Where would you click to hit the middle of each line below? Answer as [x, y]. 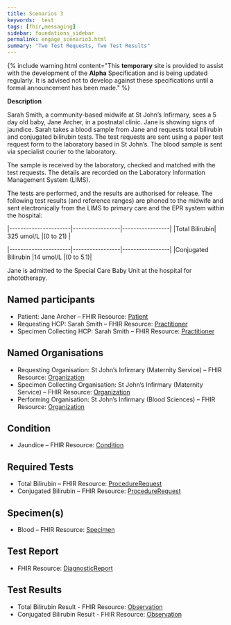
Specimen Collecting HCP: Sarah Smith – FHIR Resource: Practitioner [116, 331]
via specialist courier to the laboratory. [62, 151]
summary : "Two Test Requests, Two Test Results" [79, 46]
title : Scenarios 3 [35, 14]
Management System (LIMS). [49, 180]
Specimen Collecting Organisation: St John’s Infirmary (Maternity [110, 384]
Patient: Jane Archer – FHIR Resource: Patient [83, 316]
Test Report [33, 552]
